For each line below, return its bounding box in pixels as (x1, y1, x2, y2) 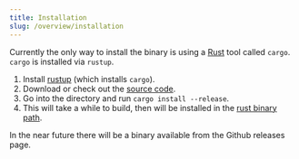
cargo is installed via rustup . (9, 56, 115, 67)
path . (22, 112, 43, 123)
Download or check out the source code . (22, 83, 176, 94)
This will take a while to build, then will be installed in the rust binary (22, 102, 277, 113)
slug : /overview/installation (9, 22, 125, 31)
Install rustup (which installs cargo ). (22, 73, 155, 84)
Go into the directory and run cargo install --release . (22, 92, 230, 104)
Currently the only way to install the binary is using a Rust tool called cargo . (9, 46, 291, 57)
